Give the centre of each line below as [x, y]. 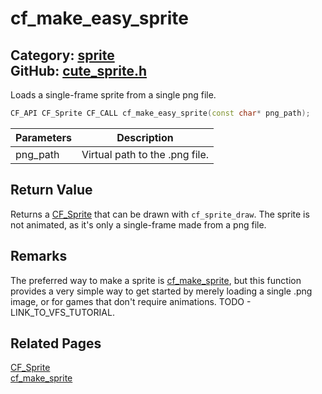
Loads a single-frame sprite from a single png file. [113, 95]
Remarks [39, 256]
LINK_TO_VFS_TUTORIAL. [62, 312]
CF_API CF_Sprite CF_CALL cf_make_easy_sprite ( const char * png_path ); [160, 113]
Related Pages [56, 343]
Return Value [51, 190]
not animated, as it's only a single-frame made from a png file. [138, 224]
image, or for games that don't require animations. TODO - [131, 301]
